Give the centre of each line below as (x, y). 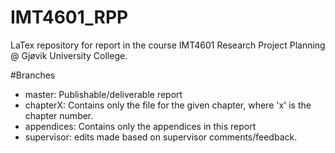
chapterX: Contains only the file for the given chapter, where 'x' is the (168, 105)
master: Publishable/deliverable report (103, 94)
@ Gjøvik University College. (69, 55)
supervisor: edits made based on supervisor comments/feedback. (161, 137)
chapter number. (59, 115)
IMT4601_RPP (69, 17)
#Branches (33, 75)
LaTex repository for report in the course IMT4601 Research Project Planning (168, 45)
